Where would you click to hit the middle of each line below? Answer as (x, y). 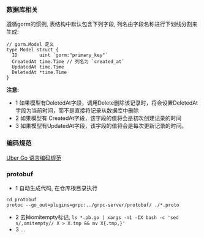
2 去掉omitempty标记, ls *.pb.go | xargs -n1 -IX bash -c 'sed (97, 217)
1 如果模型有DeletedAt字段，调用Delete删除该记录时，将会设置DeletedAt (106, 103)
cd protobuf (21, 199)
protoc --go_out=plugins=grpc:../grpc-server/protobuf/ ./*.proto (93, 205)
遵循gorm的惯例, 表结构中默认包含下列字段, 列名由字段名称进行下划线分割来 (102, 24)
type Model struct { (33, 50)
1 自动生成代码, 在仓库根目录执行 (56, 188)
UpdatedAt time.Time (38, 67)
